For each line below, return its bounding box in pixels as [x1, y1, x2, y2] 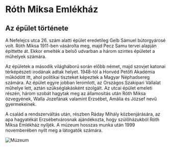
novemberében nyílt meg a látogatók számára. [5, 127, 103, 133]
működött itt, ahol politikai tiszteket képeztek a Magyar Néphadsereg [5, 74, 150, 80]
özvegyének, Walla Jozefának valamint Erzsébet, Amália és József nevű [5, 96, 157, 102]
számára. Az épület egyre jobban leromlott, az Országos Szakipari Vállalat [5, 80, 161, 85]
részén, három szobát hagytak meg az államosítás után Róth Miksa [5, 91, 146, 96]
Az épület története [5, 24, 69, 33]
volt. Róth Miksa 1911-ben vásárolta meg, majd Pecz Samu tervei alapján [5, 43, 157, 49]
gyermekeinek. [5, 101, 37, 107]
